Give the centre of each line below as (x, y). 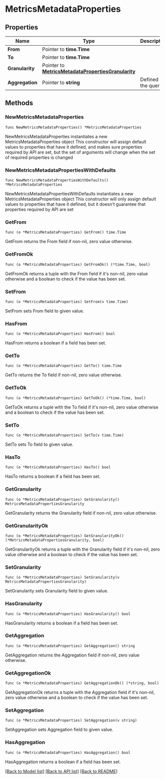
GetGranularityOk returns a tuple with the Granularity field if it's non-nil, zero (82, 549)
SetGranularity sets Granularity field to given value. (57, 591)
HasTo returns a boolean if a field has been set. (53, 476)
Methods (19, 103)
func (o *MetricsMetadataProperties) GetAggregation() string (70, 646)
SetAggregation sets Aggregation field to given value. (59, 730)
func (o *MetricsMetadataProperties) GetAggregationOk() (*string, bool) (82, 683)
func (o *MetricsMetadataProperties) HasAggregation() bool (68, 752)
